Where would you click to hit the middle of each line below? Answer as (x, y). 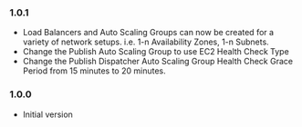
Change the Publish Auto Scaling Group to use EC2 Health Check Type (156, 52)
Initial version (47, 114)
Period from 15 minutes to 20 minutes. (94, 71)
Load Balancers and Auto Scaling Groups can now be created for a (148, 33)
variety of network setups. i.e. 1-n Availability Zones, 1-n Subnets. (146, 42)
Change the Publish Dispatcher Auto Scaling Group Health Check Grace (158, 62)
